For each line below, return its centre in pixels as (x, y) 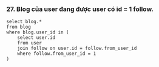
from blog (19, 27)
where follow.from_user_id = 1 (57, 54)
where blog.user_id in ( (38, 32)
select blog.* (24, 22)
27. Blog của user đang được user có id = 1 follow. (80, 9)
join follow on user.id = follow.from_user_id (77, 48)
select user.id (36, 38)
